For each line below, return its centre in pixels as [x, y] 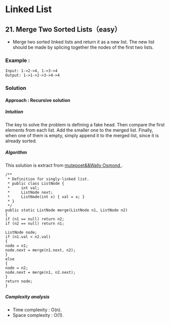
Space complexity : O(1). [38, 315]
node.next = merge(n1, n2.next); [40, 272]
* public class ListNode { [36, 183]
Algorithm [16, 152]
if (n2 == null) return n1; [35, 223]
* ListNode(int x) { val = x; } [46, 197]
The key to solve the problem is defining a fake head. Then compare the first [85, 124]
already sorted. [21, 141]
